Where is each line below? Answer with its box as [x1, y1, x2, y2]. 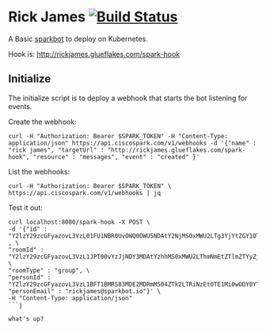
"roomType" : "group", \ [8, 266, 90, 274]
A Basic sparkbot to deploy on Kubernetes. [8, 34, 148, 43]
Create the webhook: [8, 117, 77, 126]
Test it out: [8, 202, 44, 213]
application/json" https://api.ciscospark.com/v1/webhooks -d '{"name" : [8, 139, 257, 147]
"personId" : [8, 273, 51, 281]
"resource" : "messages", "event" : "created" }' [32, 152, 200, 161]
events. [8, 101, 32, 111]
